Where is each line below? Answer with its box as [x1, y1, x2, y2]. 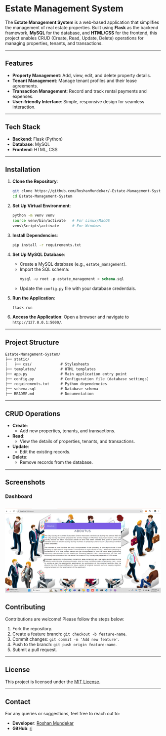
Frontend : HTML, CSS [12, 146, 58, 152]
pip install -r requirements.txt [12, 243, 82, 247]
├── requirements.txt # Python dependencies [5, 381, 107, 387]
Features [5, 59, 33, 68]
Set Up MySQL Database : [12, 251, 65, 257]
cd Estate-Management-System [12, 194, 73, 199]
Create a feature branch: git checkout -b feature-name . [12, 631, 127, 637]
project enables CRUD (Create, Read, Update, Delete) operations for [5, 35, 144, 41]
